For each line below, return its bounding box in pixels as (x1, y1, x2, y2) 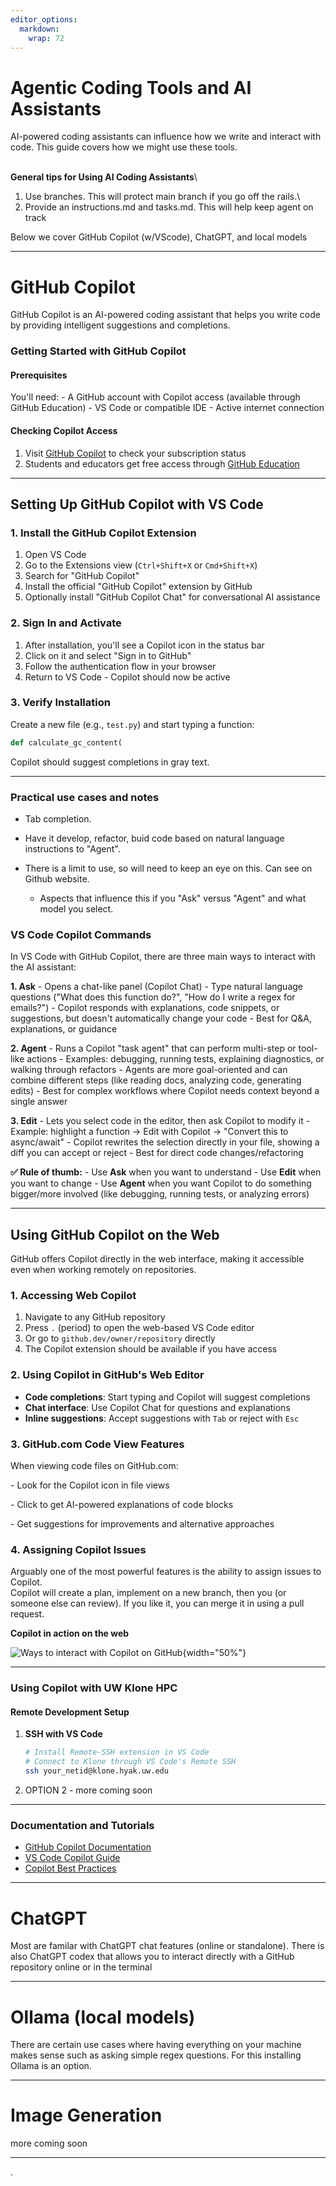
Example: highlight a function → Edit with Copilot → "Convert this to (10, 1126, 289, 1138)
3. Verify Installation (10, 696, 111, 710)
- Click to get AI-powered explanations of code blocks (10, 1499, 234, 1511)
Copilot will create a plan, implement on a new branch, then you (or (10, 1587, 287, 1599)
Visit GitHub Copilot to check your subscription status (24, 447, 247, 459)
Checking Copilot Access (10, 424, 118, 436)
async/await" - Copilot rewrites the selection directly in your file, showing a (10, 1136, 320, 1148)
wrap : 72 (28, 33, 65, 43)
